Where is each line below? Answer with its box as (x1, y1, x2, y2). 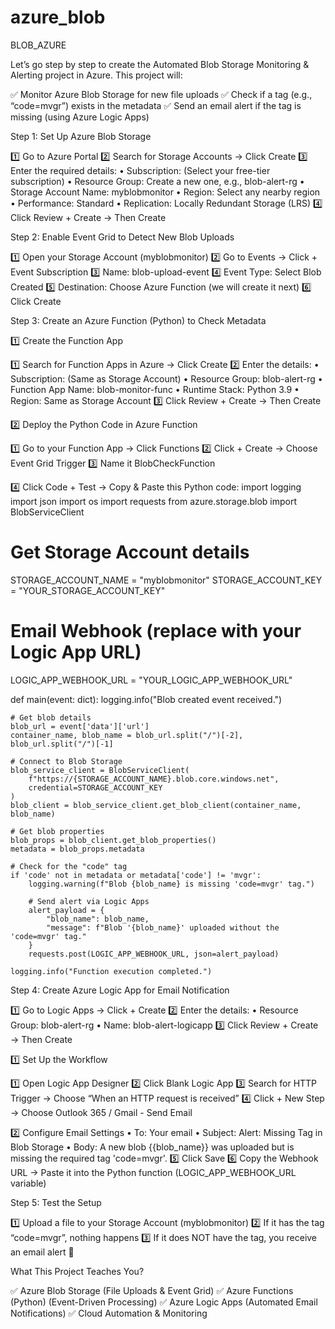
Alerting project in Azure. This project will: (10, 69, 183, 81)
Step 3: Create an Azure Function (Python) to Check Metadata (10, 314, 267, 326)
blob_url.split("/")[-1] (10, 739, 114, 749)
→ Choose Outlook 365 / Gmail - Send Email (10, 1106, 193, 1118)
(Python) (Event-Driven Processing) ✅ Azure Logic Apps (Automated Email (10, 1296, 318, 1308)
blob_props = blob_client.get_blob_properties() (10, 835, 217, 845)
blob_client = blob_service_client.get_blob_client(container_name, (10, 800, 302, 810)
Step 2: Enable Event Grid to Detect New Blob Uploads (10, 231, 235, 243)
